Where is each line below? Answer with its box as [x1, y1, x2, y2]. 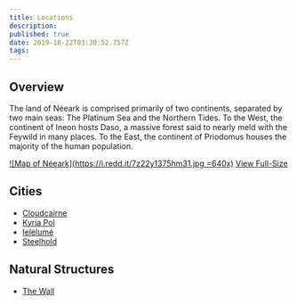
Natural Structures [9, 262, 115, 277]
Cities [9, 184, 43, 199]
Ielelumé [21, 227, 54, 237]
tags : [9, 46, 29, 55]
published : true [9, 29, 69, 38]
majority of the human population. [9, 140, 133, 152]
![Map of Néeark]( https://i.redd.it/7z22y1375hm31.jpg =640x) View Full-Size [9, 158, 288, 169]
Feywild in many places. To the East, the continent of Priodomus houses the [9, 131, 287, 142]
